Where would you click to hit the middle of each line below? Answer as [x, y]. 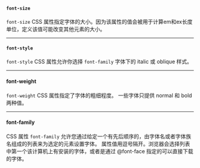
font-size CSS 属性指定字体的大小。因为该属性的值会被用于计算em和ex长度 [99, 22]
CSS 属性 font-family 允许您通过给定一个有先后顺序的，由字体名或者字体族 [99, 136]
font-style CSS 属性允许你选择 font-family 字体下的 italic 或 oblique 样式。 [99, 62]
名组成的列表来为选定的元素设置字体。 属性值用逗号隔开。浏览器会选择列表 [98, 144]
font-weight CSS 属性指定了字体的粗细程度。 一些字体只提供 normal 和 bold [99, 95]
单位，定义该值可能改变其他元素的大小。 [56, 29]
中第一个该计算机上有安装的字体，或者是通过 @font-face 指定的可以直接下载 [100, 151]
